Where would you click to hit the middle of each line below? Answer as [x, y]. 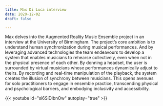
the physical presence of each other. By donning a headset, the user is [76, 63]
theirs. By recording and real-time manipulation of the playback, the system [81, 73]
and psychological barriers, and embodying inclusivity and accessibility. [78, 89]
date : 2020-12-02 [23, 14]
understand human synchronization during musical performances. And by [79, 47]
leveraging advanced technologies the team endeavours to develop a [75, 52]
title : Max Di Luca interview [36, 10]
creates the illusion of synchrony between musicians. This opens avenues [79, 78]
